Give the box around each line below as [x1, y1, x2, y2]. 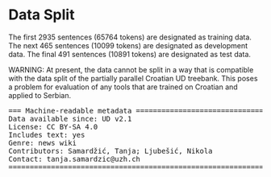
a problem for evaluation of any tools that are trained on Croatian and [8, 82, 238, 92]
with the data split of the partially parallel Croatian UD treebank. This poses [8, 73, 258, 83]
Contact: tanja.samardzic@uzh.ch [8, 154, 141, 163]
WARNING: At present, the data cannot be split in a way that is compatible [8, 64, 254, 74]
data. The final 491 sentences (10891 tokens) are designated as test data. [8, 49, 252, 59]
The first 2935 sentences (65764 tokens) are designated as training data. [8, 32, 252, 42]
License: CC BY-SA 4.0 [8, 122, 98, 131]
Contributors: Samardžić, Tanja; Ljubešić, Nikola [8, 146, 213, 155]
